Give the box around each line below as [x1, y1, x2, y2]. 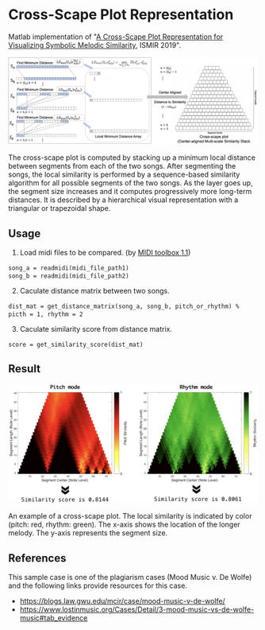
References [8, 551, 67, 565]
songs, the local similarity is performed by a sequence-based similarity [8, 169, 240, 180]
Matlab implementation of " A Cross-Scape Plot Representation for [8, 32, 224, 41]
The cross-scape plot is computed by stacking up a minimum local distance [8, 153, 256, 162]
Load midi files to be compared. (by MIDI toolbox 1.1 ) [19, 247, 191, 257]
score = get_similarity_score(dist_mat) [8, 340, 144, 348]
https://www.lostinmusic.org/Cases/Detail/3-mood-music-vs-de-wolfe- [19, 605, 255, 614]
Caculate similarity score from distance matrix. [19, 324, 173, 333]
